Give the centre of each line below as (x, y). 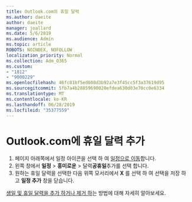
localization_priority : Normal (44, 55)
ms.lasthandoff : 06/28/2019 (41, 105)
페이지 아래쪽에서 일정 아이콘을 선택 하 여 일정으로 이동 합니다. (85, 158)
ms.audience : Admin (30, 39)
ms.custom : (19, 66)
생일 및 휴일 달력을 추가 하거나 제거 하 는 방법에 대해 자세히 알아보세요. (86, 193)
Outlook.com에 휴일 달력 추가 (76, 141)
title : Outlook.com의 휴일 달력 (43, 11)
